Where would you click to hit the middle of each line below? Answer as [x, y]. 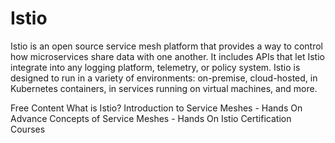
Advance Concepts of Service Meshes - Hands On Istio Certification [151, 118]
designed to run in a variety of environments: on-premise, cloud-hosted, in [164, 78]
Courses [28, 129]
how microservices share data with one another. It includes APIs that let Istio [167, 56]
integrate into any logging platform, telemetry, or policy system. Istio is [155, 67]
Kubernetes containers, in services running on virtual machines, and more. [164, 88]
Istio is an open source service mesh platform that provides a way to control [166, 46]
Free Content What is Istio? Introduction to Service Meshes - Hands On [156, 108]
